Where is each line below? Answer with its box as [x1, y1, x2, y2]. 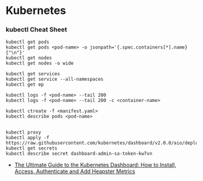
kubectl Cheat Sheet [5, 26, 67, 34]
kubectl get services [5, 71, 61, 77]
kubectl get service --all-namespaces [5, 77, 104, 83]
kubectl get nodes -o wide [5, 60, 74, 67]
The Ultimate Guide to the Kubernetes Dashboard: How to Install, [14, 162, 176, 169]
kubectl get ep [5, 81, 44, 88]
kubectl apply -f [5, 135, 50, 141]
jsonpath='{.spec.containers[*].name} [89, 44, 188, 50]
